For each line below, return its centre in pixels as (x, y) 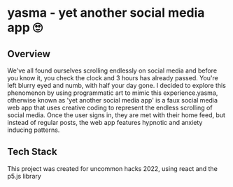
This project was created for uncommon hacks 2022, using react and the (113, 168)
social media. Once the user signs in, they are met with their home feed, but (116, 115)
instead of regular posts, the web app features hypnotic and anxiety (105, 122)
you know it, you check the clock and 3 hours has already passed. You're (113, 78)
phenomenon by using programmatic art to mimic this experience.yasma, (113, 93)
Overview (29, 54)
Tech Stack (32, 152)
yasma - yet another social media (106, 13)
